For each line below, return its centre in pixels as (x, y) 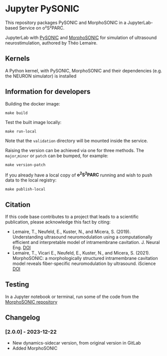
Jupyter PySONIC (42, 9)
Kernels (17, 59)
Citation (18, 205)
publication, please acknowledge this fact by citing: (58, 222)
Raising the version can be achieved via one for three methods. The (75, 150)
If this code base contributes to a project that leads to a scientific (72, 217)
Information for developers (48, 92)
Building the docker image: (33, 103)
